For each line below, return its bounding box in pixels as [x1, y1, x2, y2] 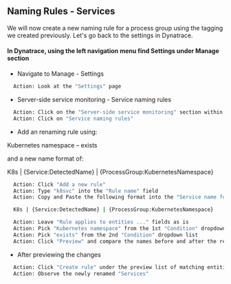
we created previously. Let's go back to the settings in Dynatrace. [7, 31, 194, 39]
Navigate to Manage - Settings [16, 70, 104, 78]
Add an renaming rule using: [16, 128, 98, 136]
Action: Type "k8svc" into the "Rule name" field [13, 187, 158, 194]
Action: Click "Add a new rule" [13, 181, 107, 188]
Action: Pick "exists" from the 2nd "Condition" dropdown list [13, 231, 198, 239]
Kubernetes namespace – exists [7, 141, 98, 149]
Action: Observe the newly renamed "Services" [13, 270, 149, 277]
